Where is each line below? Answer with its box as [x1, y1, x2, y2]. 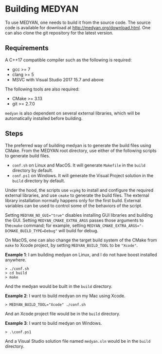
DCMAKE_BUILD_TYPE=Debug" [5, 228, 57, 233]
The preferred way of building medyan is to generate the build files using [5, 142, 151, 148]
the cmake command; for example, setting [5, 223, 86, 228]
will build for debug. [58, 227, 99, 233]
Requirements [5, 44, 49, 52]
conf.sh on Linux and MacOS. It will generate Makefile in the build [12, 162, 146, 168]
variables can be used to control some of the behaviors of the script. [5, 203, 143, 208]
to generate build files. [5, 152, 50, 159]
